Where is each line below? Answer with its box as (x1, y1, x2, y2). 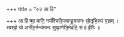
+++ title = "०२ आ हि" (6, 6, 56, 12)
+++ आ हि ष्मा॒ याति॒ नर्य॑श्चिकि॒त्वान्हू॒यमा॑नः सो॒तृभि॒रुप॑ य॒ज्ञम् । (6, 18, 119, 24)
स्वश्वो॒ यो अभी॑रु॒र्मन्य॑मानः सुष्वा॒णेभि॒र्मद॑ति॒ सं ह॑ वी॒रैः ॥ (6, 24, 101, 31)
